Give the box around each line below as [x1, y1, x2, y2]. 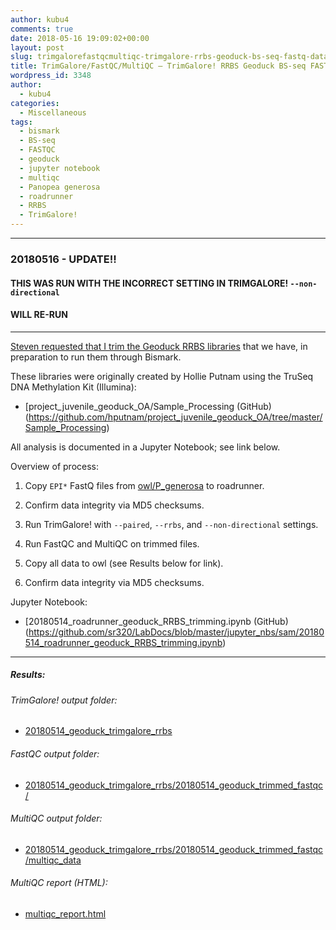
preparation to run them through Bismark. [10, 351, 182, 363]
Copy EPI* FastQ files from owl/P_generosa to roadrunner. [24, 479, 265, 491]
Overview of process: [10, 460, 100, 472]
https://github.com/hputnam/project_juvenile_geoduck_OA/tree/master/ [28, 411, 323, 423]
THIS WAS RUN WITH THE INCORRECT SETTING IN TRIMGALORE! [10, 277, 289, 289]
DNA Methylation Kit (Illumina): [10, 381, 137, 393]
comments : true [10, 24, 74, 34]
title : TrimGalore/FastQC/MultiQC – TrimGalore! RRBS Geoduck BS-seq [10, 61, 307, 71]
